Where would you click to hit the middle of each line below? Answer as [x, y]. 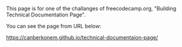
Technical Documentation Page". [46, 15]
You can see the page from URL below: [54, 26]
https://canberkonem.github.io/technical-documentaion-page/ [82, 37]
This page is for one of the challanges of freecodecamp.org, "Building [91, 9]
